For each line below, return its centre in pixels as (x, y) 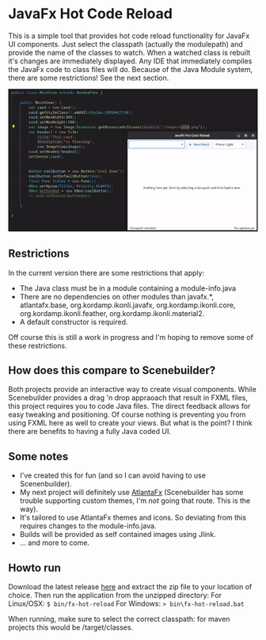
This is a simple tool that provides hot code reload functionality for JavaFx (129, 36)
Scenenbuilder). (46, 484)
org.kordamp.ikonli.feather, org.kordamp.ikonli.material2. (112, 313)
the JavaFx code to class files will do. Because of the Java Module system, (131, 69)
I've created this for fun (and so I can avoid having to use (112, 475)
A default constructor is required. (74, 322)
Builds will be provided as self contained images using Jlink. (118, 535)
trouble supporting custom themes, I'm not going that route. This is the (135, 501)
